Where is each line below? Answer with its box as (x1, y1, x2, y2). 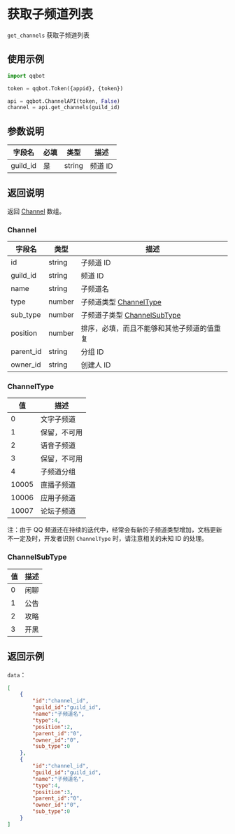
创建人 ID (80, 360, 111, 370)
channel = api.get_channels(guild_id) (7, 104, 120, 111)
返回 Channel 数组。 (7, 207, 66, 215)
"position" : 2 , (32, 723, 73, 730)
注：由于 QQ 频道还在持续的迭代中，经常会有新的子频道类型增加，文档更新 (7, 525, 222, 534)
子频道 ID (80, 258, 111, 268)
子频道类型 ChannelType (80, 297, 162, 307)
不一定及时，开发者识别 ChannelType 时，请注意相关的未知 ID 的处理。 (7, 535, 208, 543)
